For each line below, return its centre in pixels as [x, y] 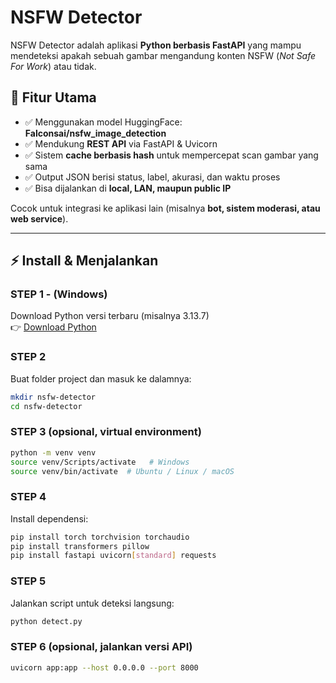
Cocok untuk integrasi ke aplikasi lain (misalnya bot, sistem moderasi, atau [165, 208]
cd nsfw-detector [46, 406]
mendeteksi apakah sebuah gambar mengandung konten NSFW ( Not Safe [163, 55]
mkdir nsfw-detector [53, 397]
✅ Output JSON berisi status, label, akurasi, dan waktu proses [152, 177]
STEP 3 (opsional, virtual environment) [106, 432]
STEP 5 [28, 581]
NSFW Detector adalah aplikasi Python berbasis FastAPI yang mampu [156, 45]
